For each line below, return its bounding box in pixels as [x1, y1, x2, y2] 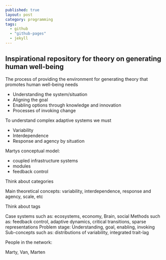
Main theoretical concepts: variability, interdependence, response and [5, 188, 151, 194]
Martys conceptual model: [5, 148, 60, 154]
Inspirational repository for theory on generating [5, 54, 161, 63]
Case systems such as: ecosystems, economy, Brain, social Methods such [5, 213, 160, 219]
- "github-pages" [10, 31, 47, 36]
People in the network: [5, 239, 53, 245]
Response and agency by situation [12, 138, 85, 144]
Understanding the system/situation [12, 91, 88, 97]
